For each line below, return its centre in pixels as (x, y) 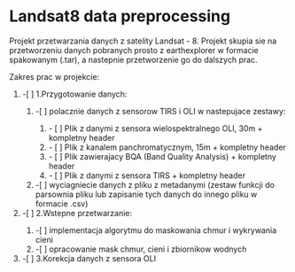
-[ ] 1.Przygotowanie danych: (74, 94)
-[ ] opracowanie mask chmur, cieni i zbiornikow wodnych (141, 249)
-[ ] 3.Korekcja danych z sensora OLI (89, 258)
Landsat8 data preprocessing (120, 16)
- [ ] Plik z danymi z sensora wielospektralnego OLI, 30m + (155, 128)
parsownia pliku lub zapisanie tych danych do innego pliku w (146, 194)
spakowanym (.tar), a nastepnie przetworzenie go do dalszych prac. (134, 59)
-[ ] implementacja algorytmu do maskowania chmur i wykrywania (156, 230)
